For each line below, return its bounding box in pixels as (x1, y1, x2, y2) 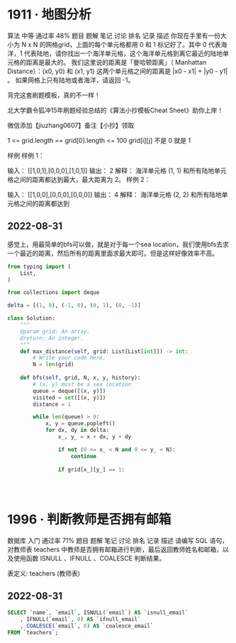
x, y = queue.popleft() (45, 420, 116, 427)
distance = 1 (33, 401, 72, 408)
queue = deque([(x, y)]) (33, 387, 106, 394)
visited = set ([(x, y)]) (33, 394, 106, 401)
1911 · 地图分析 (7, 6, 92, 23)
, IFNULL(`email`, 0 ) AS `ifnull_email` (20, 615, 141, 622)
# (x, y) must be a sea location (33, 381, 132, 388)
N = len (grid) (33, 361, 74, 368)
